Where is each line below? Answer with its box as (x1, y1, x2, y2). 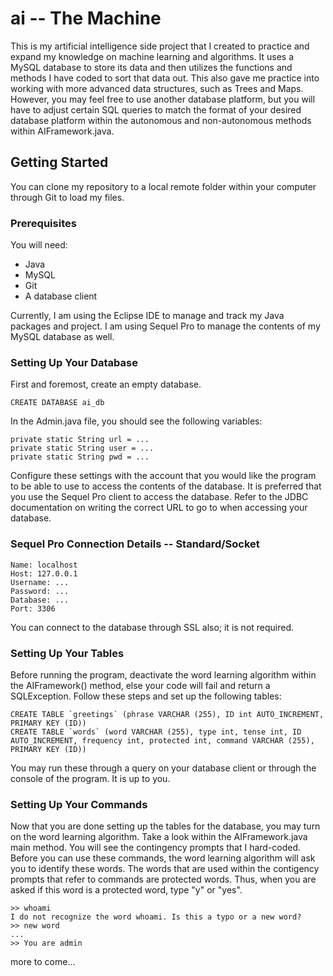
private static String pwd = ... (10, 452, 150, 462)
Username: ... (10, 577, 70, 587)
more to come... (10, 956, 76, 968)
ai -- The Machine (10, 7, 162, 30)
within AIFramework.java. (10, 125, 115, 137)
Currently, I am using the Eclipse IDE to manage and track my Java (10, 310, 285, 322)
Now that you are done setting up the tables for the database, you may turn (10, 820, 321, 832)
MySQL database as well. (10, 331, 115, 343)
